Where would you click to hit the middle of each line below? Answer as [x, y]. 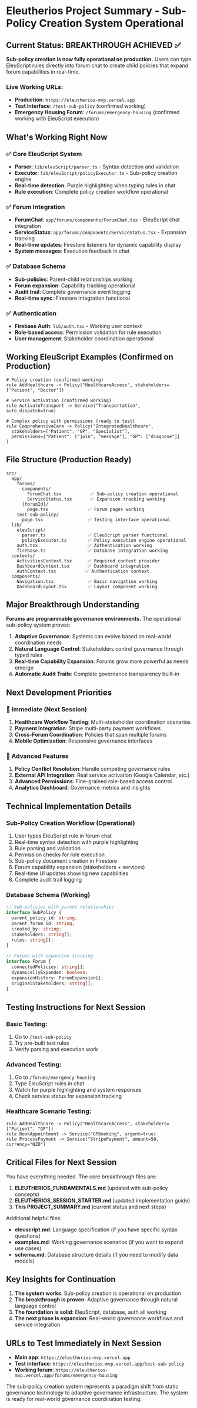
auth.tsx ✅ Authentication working [84, 545]
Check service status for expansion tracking [68, 1096]
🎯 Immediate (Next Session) [46, 709]
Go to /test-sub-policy [43, 1037]
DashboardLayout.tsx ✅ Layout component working [87, 587]
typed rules [29, 655]
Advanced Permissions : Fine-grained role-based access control [93, 781]
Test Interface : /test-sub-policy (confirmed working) [80, 106]
